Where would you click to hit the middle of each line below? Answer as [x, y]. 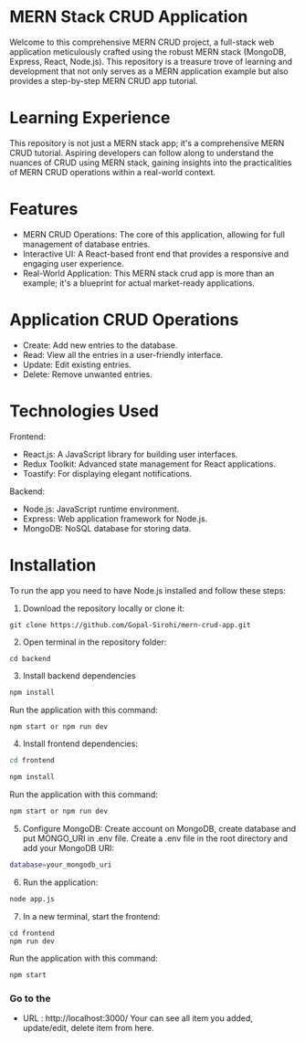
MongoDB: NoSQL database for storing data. [107, 528]
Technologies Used [84, 410]
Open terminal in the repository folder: [95, 642]
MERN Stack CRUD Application [129, 17]
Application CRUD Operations [124, 320]
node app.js [32, 899]
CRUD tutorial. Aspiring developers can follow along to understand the [142, 153]
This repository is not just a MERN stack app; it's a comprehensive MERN [147, 142]
